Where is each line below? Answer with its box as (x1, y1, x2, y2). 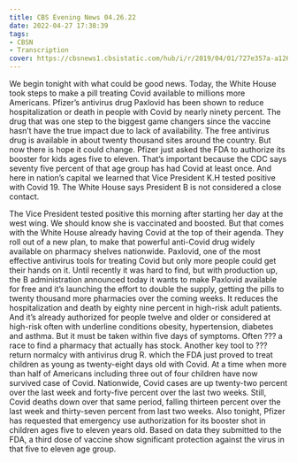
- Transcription (9, 46, 69, 55)
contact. (9, 191, 40, 202)
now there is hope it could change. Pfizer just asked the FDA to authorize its (9, 144, 286, 155)
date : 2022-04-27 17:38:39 (9, 21, 109, 30)
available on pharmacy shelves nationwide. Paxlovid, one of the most (9, 246, 261, 257)
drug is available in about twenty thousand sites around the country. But (9, 135, 271, 145)
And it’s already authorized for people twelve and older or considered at (9, 312, 271, 322)
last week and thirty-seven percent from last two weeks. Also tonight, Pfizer (9, 406, 286, 416)
